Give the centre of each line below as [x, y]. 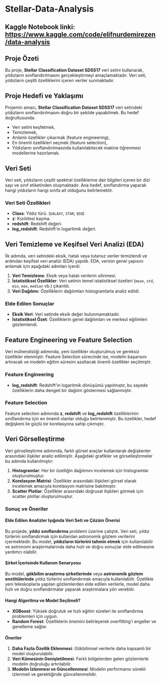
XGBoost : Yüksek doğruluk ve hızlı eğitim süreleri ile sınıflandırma [78, 611]
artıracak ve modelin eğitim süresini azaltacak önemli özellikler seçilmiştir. [78, 362]
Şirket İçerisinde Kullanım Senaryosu [43, 563]
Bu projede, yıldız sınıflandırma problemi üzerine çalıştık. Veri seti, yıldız [77, 531]
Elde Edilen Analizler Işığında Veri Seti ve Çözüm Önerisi [63, 520]
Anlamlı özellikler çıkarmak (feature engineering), [61, 137]
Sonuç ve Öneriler [27, 509]
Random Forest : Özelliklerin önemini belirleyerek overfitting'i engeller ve [84, 622]
